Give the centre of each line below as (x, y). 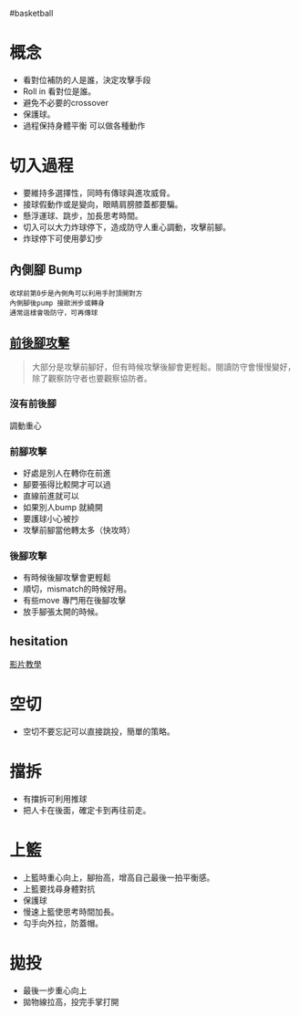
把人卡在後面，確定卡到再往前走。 (87, 811)
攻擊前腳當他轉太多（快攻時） (78, 530)
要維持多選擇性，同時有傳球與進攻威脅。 (98, 193)
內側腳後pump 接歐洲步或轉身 (57, 303)
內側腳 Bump (46, 270)
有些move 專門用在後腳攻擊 (74, 601)
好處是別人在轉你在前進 (67, 473)
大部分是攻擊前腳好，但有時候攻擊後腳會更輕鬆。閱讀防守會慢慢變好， (164, 367)
